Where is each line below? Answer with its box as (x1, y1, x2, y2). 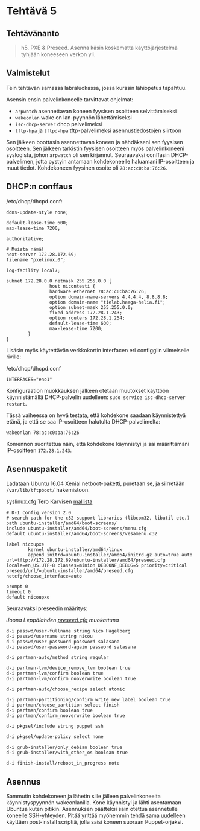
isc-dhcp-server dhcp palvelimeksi (14, 120, 102, 127)
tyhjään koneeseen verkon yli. (20, 51, 96, 58)
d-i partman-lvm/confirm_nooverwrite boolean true (6, 676, 136, 682)
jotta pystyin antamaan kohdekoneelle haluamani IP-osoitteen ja (36, 158, 195, 165)
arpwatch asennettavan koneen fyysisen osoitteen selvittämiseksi (14, 107, 177, 115)
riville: (6, 353, 22, 360)
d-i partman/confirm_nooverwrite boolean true (6, 713, 125, 719)
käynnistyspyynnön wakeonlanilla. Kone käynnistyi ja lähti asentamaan (6, 799, 182, 806)
